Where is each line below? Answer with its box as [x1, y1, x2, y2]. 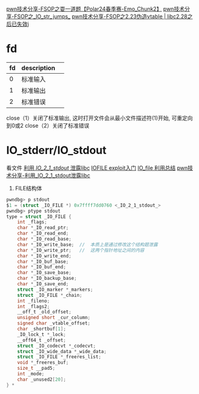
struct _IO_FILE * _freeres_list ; [17, 354, 102, 360]
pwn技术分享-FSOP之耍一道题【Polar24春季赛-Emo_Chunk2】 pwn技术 [6, 5, 185, 12]
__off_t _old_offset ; [17, 309, 71, 315]
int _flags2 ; [17, 303, 50, 309]
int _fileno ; [17, 298, 50, 304]
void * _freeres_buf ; [17, 360, 69, 366]
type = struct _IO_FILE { [6, 213, 71, 219]
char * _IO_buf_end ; [17, 264, 67, 270]
